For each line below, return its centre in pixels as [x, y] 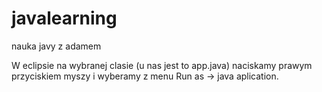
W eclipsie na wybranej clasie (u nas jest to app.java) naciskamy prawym [162, 65]
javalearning [64, 18]
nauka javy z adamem [56, 46]
